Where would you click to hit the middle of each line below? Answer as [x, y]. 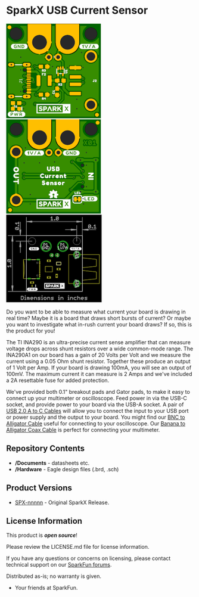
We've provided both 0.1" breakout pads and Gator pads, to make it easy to [98, 391]
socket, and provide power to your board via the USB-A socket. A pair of [95, 404]
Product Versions [39, 488]
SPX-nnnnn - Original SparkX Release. [62, 502]
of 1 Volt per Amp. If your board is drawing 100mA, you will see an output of [99, 368]
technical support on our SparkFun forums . [59, 565]
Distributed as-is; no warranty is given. [54, 576]
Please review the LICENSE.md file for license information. [78, 547]
